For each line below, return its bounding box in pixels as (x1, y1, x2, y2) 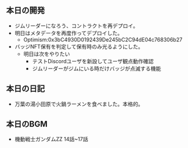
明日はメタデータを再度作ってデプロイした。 (14, 29, 123, 36)
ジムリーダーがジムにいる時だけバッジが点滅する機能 (32, 65, 162, 72)
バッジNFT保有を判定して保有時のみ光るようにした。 (14, 43, 144, 50)
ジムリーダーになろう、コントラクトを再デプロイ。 (14, 22, 139, 29)
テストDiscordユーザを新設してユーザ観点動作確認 (32, 57, 154, 64)
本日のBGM (6, 119, 48, 129)
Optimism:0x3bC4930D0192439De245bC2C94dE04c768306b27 (23, 36, 183, 43)
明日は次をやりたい (23, 50, 70, 57)
